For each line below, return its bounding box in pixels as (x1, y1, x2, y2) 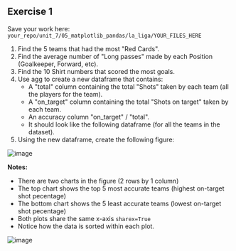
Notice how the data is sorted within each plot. (17, 222, 155, 230)
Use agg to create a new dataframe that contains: (17, 75, 163, 83)
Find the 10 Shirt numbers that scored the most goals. (17, 67, 176, 75)
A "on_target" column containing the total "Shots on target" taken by (28, 97, 229, 106)
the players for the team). (28, 90, 103, 98)
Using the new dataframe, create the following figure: (17, 135, 175, 144)
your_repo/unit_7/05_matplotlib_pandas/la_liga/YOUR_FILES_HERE (7, 32, 202, 39)
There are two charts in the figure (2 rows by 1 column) (17, 176, 179, 185)
